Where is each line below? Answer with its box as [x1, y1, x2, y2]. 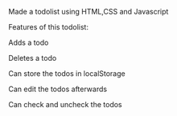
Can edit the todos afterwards [8, 84, 107, 94]
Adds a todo [8, 38, 49, 47]
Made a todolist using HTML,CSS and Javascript [8, 7, 169, 16]
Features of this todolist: [8, 22, 88, 31]
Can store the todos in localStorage [8, 69, 126, 78]
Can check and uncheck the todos [8, 100, 122, 109]
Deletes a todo [8, 54, 57, 62]
